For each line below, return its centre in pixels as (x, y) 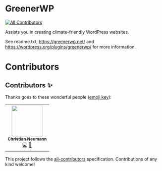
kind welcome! (20, 164)
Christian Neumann (27, 139)
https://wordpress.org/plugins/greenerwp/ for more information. (71, 47)
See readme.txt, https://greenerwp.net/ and (50, 41)
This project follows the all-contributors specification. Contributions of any (81, 159)
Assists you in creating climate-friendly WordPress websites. (67, 32)
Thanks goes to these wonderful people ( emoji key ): (58, 97)
